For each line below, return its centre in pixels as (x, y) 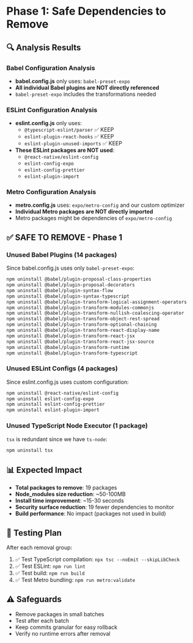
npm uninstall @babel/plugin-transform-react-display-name (83, 331)
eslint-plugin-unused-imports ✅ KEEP (73, 143)
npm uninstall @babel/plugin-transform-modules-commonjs (80, 307)
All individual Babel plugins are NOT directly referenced (87, 87)
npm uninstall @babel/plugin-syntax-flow (60, 290)
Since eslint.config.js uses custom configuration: (68, 382)
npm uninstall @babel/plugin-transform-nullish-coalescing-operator (95, 313)
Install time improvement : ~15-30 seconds (69, 501)
